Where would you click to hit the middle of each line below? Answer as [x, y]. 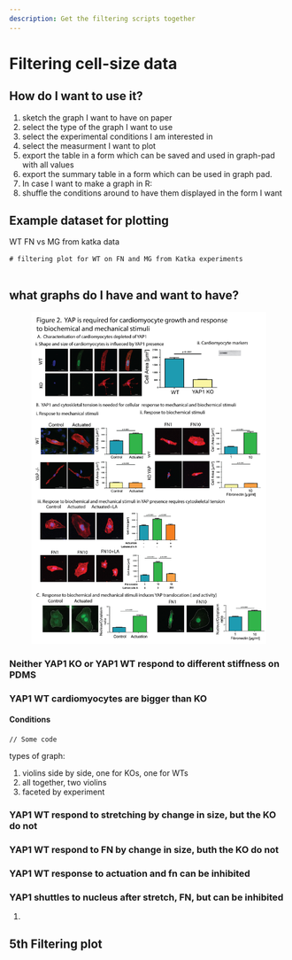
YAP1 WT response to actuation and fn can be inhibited [130, 873]
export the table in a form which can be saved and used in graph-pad [149, 155]
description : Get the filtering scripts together [103, 19]
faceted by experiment [63, 792]
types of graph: [37, 755]
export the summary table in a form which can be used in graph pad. [147, 174]
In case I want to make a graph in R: [87, 183]
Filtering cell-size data [93, 63]
